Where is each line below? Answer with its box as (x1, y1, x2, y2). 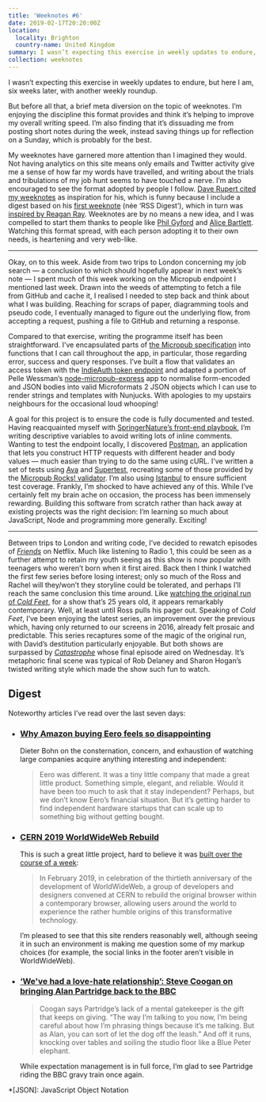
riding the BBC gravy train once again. (19, 1070, 145, 1079)
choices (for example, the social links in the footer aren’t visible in (19, 948, 234, 957)
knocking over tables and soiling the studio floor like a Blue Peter (39, 1037, 252, 1047)
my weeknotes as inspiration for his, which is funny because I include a (8, 192, 241, 202)
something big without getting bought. (39, 811, 165, 821)
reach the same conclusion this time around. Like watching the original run (8, 588, 252, 598)
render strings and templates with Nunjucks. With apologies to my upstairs (8, 390, 252, 400)
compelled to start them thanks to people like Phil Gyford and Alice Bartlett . (8, 217, 254, 227)
